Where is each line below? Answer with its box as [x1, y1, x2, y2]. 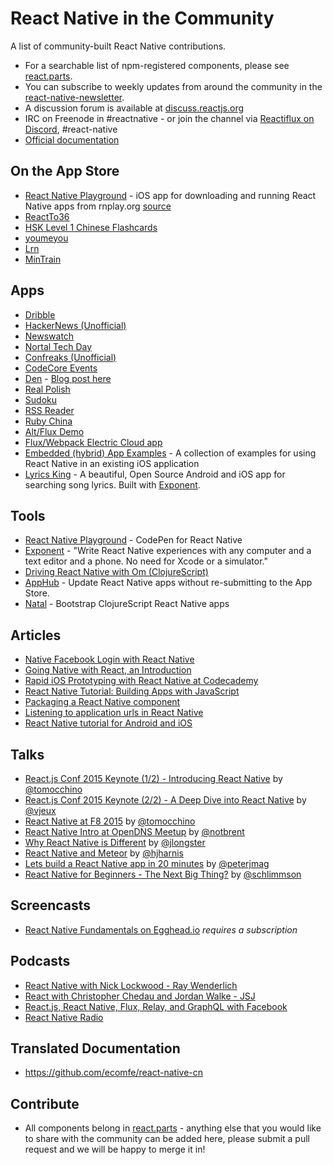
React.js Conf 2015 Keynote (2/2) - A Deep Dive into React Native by [24, 794, 307, 806]
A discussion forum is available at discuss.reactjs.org [24, 102, 245, 114]
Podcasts [10, 953, 71, 970]
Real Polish [24, 383, 71, 395]
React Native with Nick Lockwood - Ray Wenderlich [24, 979, 238, 991]
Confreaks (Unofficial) [24, 351, 117, 363]
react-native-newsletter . [24, 91, 125, 103]
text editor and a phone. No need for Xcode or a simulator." [24, 555, 268, 567]
